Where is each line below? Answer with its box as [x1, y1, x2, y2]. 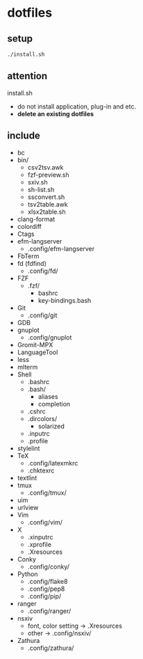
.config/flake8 [27, 577, 68, 585]
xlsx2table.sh [27, 207, 66, 216]
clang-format [17, 214, 56, 223]
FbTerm [17, 252, 40, 260]
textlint [17, 473, 37, 482]
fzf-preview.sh [27, 170, 69, 179]
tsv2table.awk [27, 200, 68, 208]
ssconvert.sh [27, 193, 65, 201]
